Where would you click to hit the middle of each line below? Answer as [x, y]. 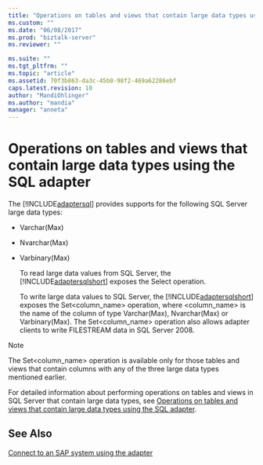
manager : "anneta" [38, 110]
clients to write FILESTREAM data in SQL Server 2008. [107, 330]
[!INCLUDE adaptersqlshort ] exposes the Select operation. [113, 282]
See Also [30, 434]
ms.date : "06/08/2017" [45, 30]
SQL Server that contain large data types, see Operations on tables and [123, 401]
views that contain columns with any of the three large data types [113, 369]
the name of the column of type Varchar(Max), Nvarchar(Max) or [124, 313]
